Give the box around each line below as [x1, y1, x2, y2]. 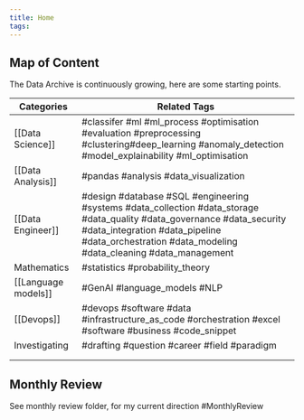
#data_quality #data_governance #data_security [81, 213, 287, 226]
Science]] [14, 138, 56, 151]
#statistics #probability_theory [81, 261, 211, 274]
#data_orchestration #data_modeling [81, 236, 238, 248]
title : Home [9, 13, 54, 23]
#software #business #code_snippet [81, 324, 237, 337]
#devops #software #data [81, 302, 192, 314]
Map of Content [9, 55, 100, 70]
